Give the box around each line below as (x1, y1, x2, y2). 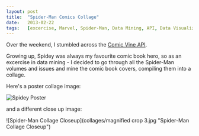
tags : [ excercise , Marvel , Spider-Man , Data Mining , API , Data (6, 25, 171, 31)
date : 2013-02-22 (6, 19, 54, 25)
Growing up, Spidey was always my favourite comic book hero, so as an (6, 52, 182, 59)
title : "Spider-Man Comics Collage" (6, 14, 99, 20)
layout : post (6, 8, 38, 15)
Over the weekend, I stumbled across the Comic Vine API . (6, 41, 147, 48)
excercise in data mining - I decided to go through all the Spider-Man (6, 59, 175, 66)
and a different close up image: (6, 105, 82, 112)
